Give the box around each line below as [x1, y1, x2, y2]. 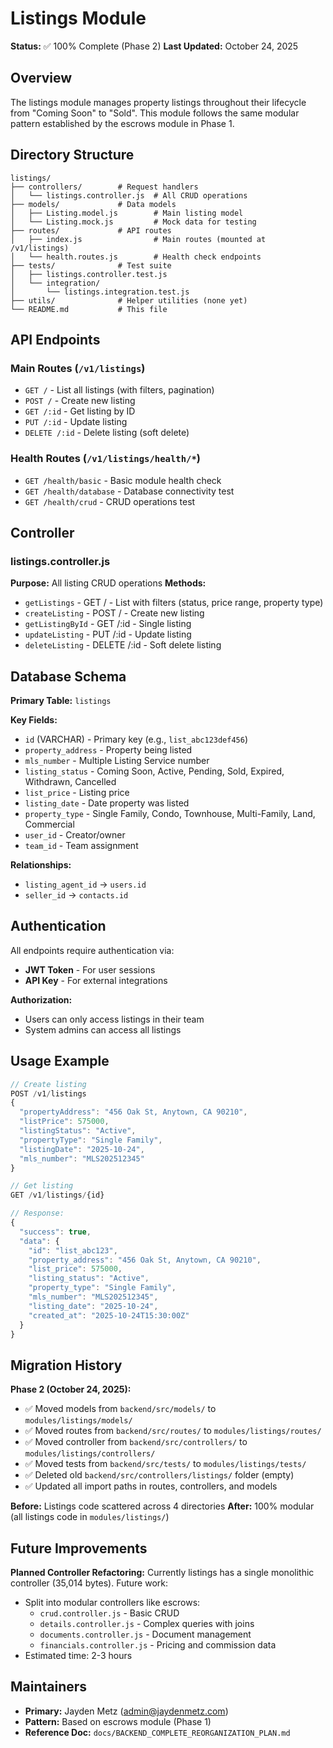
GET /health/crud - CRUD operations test [24, 495, 196, 507]
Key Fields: [10, 714, 58, 726]
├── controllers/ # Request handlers [10, 182, 199, 192]
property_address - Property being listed [24, 744, 193, 756]
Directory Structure [10, 147, 135, 164]
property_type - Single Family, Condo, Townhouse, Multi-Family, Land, [24, 808, 316, 820]
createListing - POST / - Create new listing [24, 607, 205, 619]
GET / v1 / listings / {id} [10, 1190, 105, 1201]
